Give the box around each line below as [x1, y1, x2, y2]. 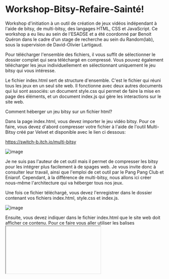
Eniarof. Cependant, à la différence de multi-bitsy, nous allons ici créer [5, 174, 151, 180]
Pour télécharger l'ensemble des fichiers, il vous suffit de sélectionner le [5, 51, 156, 58]
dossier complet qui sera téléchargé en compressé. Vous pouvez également [5, 57, 164, 63]
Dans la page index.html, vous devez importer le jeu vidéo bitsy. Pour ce [5, 118, 155, 124]
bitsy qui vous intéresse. [5, 67, 56, 74]
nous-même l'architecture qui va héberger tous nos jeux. [5, 180, 124, 186]
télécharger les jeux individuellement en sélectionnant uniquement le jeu [5, 62, 156, 68]
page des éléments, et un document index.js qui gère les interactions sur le [5, 93, 161, 99]
